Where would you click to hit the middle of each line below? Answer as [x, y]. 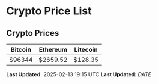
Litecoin [86, 50]
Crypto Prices [33, 33]
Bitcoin [21, 50]
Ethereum [53, 50]
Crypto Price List [49, 11]
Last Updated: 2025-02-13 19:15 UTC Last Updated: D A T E [79, 74]
